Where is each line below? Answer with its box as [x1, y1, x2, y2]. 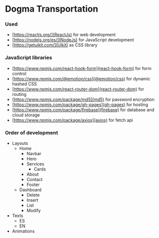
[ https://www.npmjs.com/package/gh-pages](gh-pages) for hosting [12, 101, 148, 108]
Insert [26, 197, 39, 203]
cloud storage [12, 112, 40, 118]
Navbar [26, 151, 42, 157]
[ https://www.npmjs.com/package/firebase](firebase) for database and [12, 107, 155, 112]
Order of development [5, 129, 58, 136]
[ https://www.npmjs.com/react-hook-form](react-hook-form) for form [12, 65, 152, 71]
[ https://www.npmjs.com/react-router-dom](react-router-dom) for [12, 86, 144, 92]
